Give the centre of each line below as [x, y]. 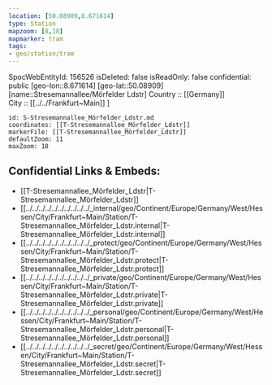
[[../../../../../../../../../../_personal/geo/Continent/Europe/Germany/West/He [142, 312]
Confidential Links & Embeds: [84, 171]
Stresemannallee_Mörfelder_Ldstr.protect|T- [94, 260]
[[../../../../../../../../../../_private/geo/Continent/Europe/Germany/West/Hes [140, 277]
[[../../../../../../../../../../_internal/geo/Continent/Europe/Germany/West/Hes [142, 208]
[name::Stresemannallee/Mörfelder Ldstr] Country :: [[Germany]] [117, 94]
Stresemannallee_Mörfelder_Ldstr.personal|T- [97, 329]
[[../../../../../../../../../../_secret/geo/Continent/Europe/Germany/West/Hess [141, 346]
